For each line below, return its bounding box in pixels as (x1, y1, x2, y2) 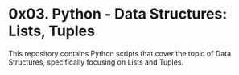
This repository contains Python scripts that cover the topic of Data (8, 48, 232, 58)
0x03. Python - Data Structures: (8, 5, 228, 23)
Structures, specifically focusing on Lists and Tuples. (8, 57, 183, 67)
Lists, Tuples (8, 22, 95, 40)
